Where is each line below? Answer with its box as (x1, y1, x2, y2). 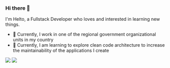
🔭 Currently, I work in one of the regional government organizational (12, 31, 156, 38)
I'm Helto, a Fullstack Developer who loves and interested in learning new (5, 16, 160, 22)
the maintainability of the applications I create (12, 48, 109, 54)
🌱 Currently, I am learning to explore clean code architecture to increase (12, 42, 165, 48)
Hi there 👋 (5, 5, 31, 12)
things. (5, 21, 20, 27)
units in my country (12, 37, 54, 43)
